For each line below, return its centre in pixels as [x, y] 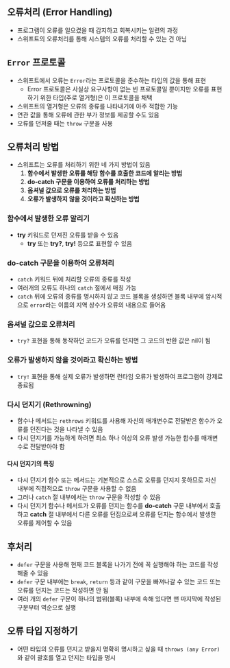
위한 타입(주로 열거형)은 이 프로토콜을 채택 [96, 97]
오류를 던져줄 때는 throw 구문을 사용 [65, 123]
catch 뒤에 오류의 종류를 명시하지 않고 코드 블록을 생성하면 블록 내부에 [110, 297]
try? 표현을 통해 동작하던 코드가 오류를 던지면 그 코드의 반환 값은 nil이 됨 [114, 341]
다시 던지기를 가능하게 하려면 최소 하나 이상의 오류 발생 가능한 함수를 [108, 437]
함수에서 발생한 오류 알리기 [49, 218]
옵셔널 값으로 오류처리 [41, 324]
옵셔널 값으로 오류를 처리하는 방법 [72, 190]
